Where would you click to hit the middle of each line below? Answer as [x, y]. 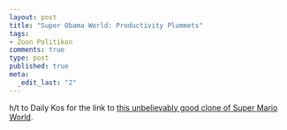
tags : [19, 33]
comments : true [37, 50]
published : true [39, 67]
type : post [29, 58]
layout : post [33, 17]
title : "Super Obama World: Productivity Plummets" [106, 25]
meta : [19, 75]
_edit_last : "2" [47, 83]
